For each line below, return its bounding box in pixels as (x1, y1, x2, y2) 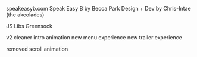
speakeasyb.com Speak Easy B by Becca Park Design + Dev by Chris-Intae (6, 5, 192, 12)
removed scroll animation (6, 45, 68, 52)
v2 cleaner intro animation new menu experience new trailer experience (6, 34, 183, 41)
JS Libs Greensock (6, 23, 52, 29)
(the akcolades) (6, 11, 45, 18)
